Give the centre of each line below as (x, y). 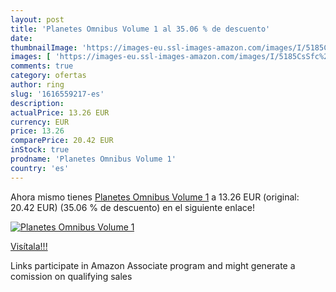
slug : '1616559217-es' (57, 94)
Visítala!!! (29, 246)
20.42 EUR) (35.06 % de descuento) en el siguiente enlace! (132, 207)
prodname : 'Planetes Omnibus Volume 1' (93, 159)
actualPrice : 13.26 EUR (60, 112)
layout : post (37, 19)
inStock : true (40, 150)
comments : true (42, 66)
